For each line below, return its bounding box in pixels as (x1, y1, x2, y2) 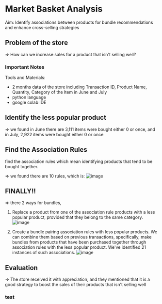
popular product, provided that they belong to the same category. (12, 214, 143, 220)
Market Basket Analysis (5, 3, 103, 15)
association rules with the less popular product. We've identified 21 (12, 244, 146, 250)
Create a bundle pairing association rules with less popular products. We (12, 229, 158, 235)
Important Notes (5, 64, 45, 70)
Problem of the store (5, 39, 68, 47)
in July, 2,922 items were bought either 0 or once (5, 131, 104, 137)
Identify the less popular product (5, 113, 107, 122)
